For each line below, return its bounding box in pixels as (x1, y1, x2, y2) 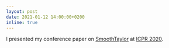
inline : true (6, 19, 38, 25)
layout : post (6, 8, 38, 15)
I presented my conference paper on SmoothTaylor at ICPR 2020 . (6, 36, 164, 43)
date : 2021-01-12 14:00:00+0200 (6, 14, 85, 20)
